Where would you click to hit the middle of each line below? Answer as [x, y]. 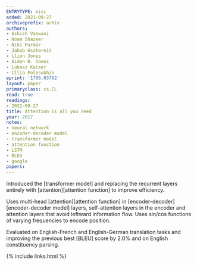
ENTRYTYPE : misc [26, 12]
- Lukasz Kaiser [26, 67]
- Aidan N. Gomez [28, 61]
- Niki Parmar [24, 45]
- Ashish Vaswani [28, 34]
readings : [18, 100]
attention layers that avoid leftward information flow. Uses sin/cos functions [99, 214]
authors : [17, 28]
